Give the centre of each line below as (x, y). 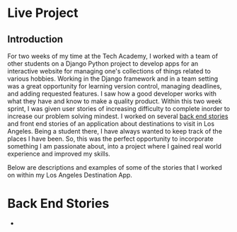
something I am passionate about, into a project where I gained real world (114, 146)
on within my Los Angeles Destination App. (70, 175)
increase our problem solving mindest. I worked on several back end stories (118, 116)
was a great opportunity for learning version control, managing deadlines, (115, 86)
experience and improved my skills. (59, 154)
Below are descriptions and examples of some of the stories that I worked (115, 167)
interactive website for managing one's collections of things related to (109, 71)
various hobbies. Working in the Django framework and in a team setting (113, 79)
